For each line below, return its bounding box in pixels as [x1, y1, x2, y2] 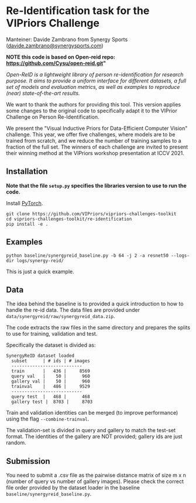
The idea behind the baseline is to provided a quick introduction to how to [6, 300, 184, 308]
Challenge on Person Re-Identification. [6, 113, 99, 120]
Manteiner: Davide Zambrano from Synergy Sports [6, 36, 128, 43]
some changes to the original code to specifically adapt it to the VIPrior [6, 107, 177, 114]
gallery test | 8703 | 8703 [11, 399, 93, 405]
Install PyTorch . [6, 199, 43, 206]
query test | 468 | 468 [11, 394, 91, 400]
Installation [6, 167, 48, 177]
